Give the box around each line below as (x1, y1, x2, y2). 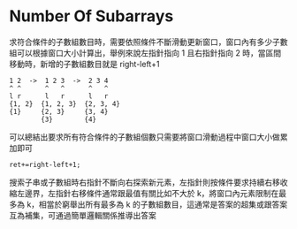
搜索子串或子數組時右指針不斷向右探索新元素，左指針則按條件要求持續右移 (9, 177, 280, 187)
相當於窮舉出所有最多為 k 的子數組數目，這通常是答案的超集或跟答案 (38, 199, 288, 210)
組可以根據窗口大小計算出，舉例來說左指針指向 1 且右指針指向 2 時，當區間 (9, 47, 281, 58)
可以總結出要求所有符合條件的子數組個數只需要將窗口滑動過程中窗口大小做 (9, 131, 280, 142)
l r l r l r (9, 91, 109, 101)
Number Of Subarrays (9, 6, 174, 27)
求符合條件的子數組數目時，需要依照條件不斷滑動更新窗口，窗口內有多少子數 (9, 36, 288, 47)
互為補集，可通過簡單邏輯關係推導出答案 (9, 210, 156, 220)
